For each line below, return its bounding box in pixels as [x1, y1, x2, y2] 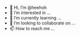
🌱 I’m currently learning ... [9, 15, 62, 20]
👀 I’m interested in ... [9, 10, 51, 16]
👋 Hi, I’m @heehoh [9, 5, 47, 10]
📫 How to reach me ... [9, 26, 55, 31]
